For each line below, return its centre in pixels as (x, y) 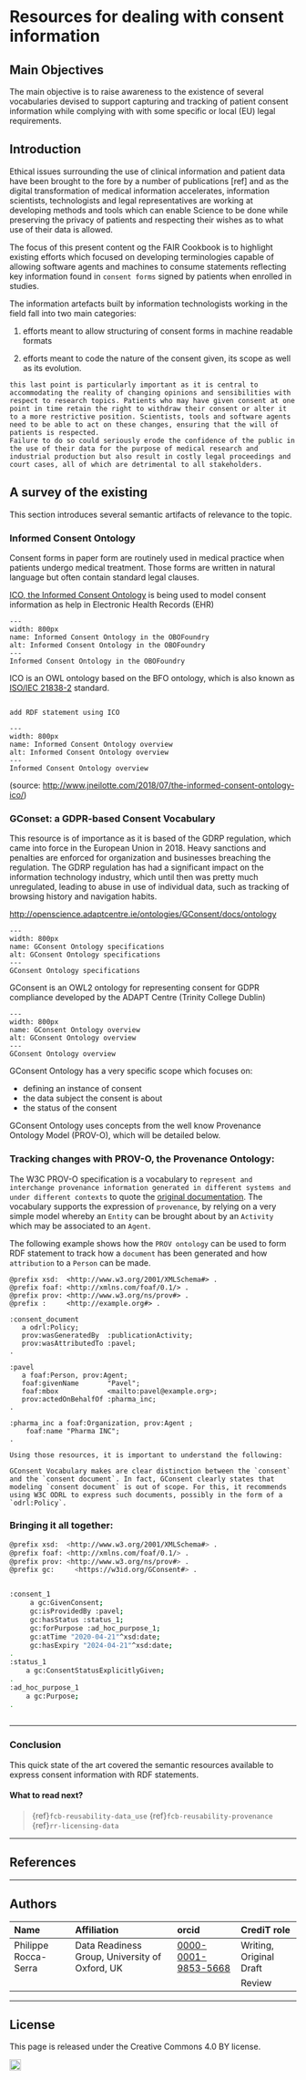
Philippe (31, 1945)
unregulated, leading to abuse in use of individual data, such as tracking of (149, 887)
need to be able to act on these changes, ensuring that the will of (144, 424)
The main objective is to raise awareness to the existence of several (137, 92)
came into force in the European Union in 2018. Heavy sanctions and (138, 848)
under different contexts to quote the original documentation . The (136, 1196)
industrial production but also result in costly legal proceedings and (150, 456)
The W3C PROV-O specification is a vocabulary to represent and (131, 1179)
